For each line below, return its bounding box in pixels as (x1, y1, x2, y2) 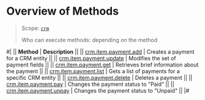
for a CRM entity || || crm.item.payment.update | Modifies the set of (6, 54, 176, 62)
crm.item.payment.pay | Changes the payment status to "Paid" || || (6, 80, 174, 88)
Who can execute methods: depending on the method (21, 36, 158, 43)
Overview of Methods (6, 4, 119, 18)
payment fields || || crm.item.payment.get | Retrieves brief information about (6, 61, 199, 68)
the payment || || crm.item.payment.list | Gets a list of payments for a (6, 67, 181, 74)
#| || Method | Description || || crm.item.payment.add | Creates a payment (6, 48, 195, 55)
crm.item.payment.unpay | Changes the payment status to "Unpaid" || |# (6, 87, 190, 94)
